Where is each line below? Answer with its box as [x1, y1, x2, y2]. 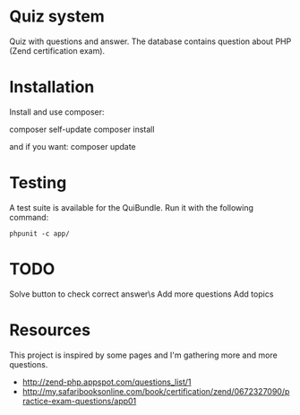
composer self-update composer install [9, 124, 155, 134]
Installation [9, 77, 95, 98]
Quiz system [9, 6, 105, 27]
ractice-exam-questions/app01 [21, 395, 137, 406]
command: [9, 212, 49, 222]
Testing [9, 173, 67, 194]
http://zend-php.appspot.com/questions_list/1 [21, 376, 192, 387]
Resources [9, 320, 91, 340]
